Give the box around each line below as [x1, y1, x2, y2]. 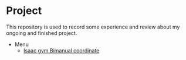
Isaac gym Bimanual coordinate [23, 47, 100, 54]
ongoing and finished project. [6, 29, 77, 36]
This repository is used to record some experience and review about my [6, 23, 180, 30]
